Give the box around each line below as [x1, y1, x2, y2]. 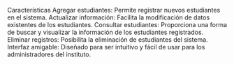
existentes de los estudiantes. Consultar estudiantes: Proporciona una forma [7, 21, 228, 29]
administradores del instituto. [7, 50, 92, 58]
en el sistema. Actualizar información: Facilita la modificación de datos [7, 13, 210, 22]
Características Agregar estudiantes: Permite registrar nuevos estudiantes [7, 6, 221, 14]
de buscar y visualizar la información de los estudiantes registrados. [7, 28, 204, 36]
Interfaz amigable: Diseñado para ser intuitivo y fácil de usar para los [7, 43, 205, 51]
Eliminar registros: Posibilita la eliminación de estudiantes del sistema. [7, 35, 208, 44]
